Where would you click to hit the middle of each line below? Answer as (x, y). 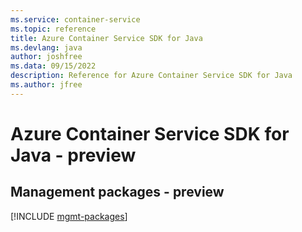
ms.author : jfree (46, 85)
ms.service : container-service (75, 19)
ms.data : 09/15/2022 (53, 66)
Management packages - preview (117, 192)
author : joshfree (46, 57)
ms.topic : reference (53, 29)
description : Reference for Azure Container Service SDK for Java (151, 76)
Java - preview (73, 155)
